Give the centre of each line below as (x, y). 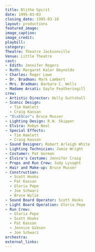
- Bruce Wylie (24, 195)
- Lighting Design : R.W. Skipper (40, 121)
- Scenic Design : (23, 103)
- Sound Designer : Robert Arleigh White (48, 144)
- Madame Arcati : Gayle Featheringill (45, 89)
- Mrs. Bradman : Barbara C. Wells (41, 84)
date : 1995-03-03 (23, 14)
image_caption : (21, 33)
